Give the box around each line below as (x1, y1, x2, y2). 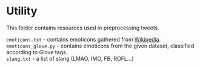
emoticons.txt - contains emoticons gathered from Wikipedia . (6, 36, 161, 43)
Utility (6, 4, 38, 18)
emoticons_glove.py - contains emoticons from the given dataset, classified (6, 42, 195, 49)
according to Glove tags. (6, 48, 68, 55)
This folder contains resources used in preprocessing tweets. (6, 24, 159, 31)
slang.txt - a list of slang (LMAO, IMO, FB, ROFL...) (6, 55, 135, 62)
